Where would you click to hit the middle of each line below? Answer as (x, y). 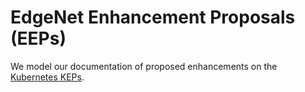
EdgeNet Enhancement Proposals (153, 17)
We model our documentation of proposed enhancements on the (144, 66)
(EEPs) (38, 38)
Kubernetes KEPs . (47, 77)
